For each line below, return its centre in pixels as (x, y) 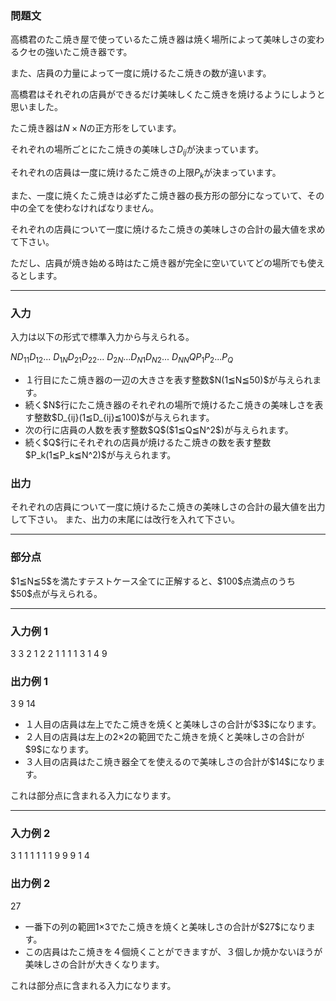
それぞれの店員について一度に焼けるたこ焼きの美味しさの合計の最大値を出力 (168, 507)
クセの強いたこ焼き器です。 (75, 52)
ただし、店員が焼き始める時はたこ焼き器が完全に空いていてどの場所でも (159, 263)
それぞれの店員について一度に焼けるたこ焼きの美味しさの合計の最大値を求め (168, 229)
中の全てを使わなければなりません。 (85, 208)
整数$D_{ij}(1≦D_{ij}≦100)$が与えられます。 (124, 417)
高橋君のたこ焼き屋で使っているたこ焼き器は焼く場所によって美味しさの (159, 39)
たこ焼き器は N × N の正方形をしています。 (96, 128)
